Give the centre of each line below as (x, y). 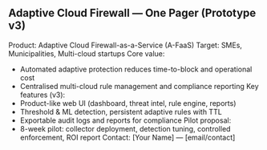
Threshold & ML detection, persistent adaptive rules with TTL (121, 111)
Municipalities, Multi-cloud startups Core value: (87, 53)
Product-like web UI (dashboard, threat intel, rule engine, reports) (128, 103)
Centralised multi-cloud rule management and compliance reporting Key (139, 86)
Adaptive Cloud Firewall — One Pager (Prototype (132, 13)
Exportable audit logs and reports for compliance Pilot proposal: (125, 120)
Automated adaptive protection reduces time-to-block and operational (136, 69)
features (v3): (42, 95)
